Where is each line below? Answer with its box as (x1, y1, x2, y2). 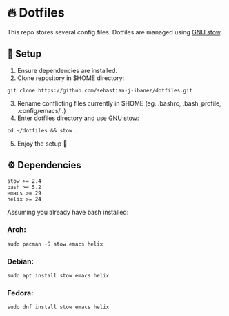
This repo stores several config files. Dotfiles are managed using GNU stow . (7, 28, 222, 36)
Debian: (7, 257, 34, 266)
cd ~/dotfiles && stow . (7, 127, 79, 134)
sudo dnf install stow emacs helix (7, 304, 110, 311)
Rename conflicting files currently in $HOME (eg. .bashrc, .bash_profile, (17, 99, 222, 108)
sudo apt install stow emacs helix (7, 273, 110, 279)
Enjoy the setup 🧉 (17, 139, 68, 148)
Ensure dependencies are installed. (17, 66, 118, 75)
